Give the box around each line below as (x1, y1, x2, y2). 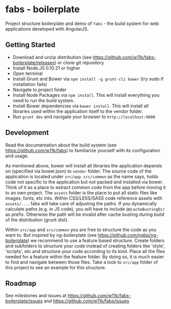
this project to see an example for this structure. (5, 264, 106, 270)
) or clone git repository (54, 60, 104, 66)
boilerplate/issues (5, 298, 43, 304)
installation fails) (12, 81, 47, 87)
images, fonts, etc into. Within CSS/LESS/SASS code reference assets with (5, 195, 162, 201)
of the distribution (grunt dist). (5, 216, 69, 222)
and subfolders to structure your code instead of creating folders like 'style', (5, 243, 165, 249)
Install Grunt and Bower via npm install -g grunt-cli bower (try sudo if (12, 75, 164, 82)
